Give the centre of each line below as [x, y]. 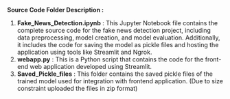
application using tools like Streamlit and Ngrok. [84, 52]
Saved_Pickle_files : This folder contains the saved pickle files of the [115, 74]
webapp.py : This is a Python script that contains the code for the [110, 59]
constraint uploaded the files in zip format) [77, 88]
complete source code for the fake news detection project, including [114, 30]
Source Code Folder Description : [56, 10]
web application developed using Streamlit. [91, 67]
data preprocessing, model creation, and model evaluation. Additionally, [119, 38]
